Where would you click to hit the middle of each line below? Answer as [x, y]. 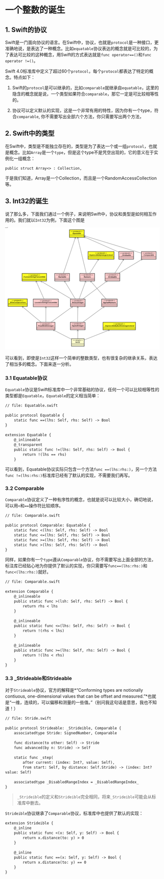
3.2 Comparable [25, 488]
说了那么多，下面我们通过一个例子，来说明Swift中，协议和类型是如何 [75, 214]
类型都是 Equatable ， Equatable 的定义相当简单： [53, 396]
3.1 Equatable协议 [26, 378]
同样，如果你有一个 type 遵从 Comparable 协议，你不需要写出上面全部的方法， [81, 560]
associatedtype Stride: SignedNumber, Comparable [66, 733]
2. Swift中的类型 [30, 134]
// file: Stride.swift [28, 718]
